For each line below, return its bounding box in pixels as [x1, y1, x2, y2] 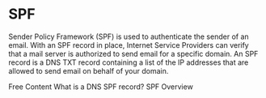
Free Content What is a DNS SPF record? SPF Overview [8, 82, 194, 92]
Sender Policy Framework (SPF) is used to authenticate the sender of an [8, 32, 249, 41]
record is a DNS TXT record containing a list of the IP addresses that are [8, 58, 249, 67]
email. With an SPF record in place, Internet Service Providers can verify [8, 40, 249, 49]
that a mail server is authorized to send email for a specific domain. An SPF [8, 49, 259, 58]
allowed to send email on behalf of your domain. [8, 66, 169, 75]
